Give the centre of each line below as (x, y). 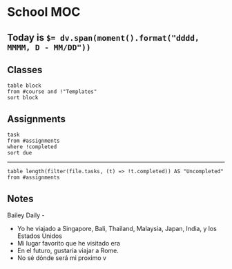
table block (24, 86)
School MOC (44, 12)
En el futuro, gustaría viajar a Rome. (68, 251)
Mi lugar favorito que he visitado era (69, 243)
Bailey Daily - (26, 215)
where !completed (32, 147)
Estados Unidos (39, 236)
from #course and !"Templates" (52, 92)
